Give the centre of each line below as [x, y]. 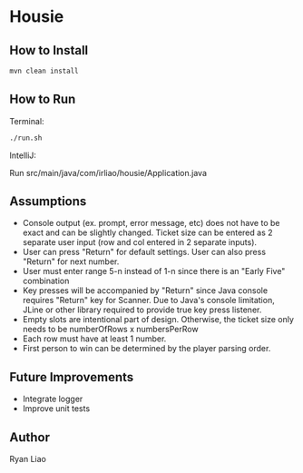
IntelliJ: [23, 155]
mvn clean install [44, 71]
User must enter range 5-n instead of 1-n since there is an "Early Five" [154, 271]
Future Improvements [72, 377]
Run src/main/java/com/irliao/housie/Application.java [108, 172]
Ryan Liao [28, 459]
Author [29, 437]
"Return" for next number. [71, 261]
